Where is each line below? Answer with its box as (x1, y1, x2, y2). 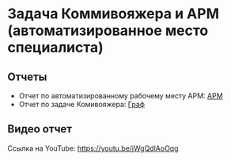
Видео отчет (7, 122, 73, 136)
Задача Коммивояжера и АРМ (7, 5, 219, 23)
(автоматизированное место (7, 21, 209, 40)
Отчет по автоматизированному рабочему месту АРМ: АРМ (18, 91, 223, 100)
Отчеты (7, 70, 47, 83)
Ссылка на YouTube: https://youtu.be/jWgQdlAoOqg (7, 144, 179, 153)
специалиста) (7, 39, 104, 56)
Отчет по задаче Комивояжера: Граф (18, 100, 146, 109)
